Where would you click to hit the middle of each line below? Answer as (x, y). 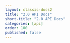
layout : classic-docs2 (29, 10)
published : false (23, 33)
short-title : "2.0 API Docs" (35, 19)
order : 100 (16, 28)
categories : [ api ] (24, 23)
